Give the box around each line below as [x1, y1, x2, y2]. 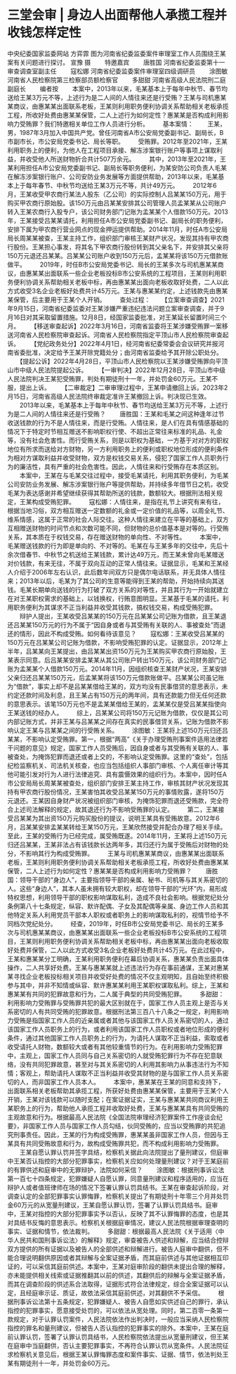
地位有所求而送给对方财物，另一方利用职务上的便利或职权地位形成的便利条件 [7, 444, 229, 453]
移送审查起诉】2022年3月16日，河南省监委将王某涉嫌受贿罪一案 [36, 321, 223, 330]
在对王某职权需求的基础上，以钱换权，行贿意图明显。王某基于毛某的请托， [7, 594, 223, 603]
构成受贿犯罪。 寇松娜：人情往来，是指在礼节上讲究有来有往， [31, 497, 225, 506]
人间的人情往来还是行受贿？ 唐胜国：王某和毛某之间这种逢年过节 [25, 409, 225, 418]
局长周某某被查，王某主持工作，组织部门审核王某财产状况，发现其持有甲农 [7, 233, 223, 242]
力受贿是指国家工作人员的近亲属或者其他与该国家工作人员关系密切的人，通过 [7, 1016, 229, 1025]
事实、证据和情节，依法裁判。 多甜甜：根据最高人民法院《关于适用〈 [7, 1227, 218, 1235]
